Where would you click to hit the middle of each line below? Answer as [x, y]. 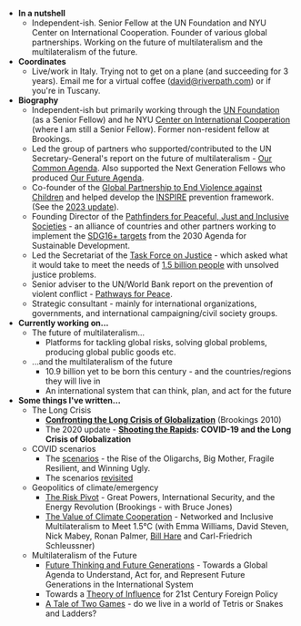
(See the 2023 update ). [75, 207]
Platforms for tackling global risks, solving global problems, [156, 342]
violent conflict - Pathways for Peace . [102, 294]
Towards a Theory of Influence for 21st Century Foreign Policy [162, 594]
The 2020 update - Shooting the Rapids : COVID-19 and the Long [168, 429]
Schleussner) [70, 545]
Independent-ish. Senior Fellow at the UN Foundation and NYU [149, 23]
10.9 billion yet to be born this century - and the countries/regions [168, 371]
